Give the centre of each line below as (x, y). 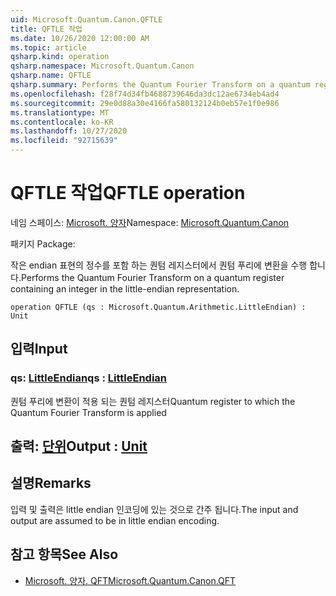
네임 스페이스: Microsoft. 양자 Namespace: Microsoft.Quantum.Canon (150, 222)
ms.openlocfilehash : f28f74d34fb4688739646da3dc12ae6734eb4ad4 (145, 94)
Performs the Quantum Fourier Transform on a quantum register (152, 277)
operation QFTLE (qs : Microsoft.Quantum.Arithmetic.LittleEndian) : (158, 307)
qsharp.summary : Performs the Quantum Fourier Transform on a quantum (160, 85)
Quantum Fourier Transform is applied (88, 412)
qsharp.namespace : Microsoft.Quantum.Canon (102, 66)
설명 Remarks (51, 483)
